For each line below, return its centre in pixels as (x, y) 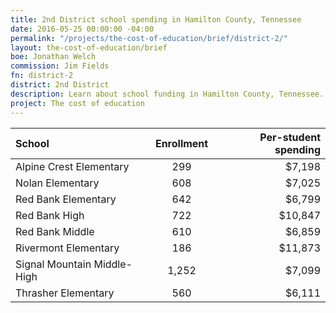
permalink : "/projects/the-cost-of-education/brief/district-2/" (149, 38)
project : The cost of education (77, 103)
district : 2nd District (60, 85)
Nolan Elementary (57, 183)
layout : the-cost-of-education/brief (89, 47)
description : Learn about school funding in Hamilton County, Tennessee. (167, 94)
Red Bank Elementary (66, 199)
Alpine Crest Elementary (72, 166)
